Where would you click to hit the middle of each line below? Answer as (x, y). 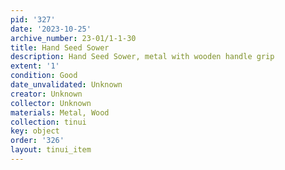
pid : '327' (33, 19)
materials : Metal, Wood (60, 112)
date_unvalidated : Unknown (66, 85)
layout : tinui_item (51, 150)
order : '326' (37, 141)
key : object (35, 131)
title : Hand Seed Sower (60, 47)
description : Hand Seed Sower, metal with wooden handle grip (142, 57)
